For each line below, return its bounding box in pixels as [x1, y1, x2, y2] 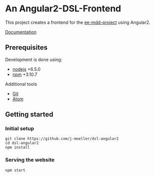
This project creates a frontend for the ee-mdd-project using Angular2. [5, 19, 151, 25]
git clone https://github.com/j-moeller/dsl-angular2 [5, 136, 119, 141]
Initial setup [5, 125, 34, 132]
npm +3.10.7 [12, 71, 38, 77]
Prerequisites [5, 43, 48, 52]
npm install [5, 145, 30, 150]
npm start [5, 168, 26, 173]
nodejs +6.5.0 [12, 66, 41, 72]
